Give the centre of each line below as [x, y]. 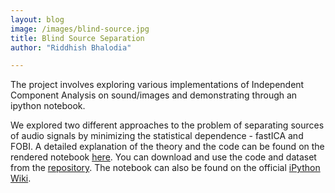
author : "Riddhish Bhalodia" [71, 47]
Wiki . [21, 178]
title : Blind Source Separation [77, 38]
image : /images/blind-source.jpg [80, 29]
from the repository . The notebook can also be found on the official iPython [165, 168]
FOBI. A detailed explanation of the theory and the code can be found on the [167, 147]
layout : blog [37, 19]
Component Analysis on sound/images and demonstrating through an [154, 95]
